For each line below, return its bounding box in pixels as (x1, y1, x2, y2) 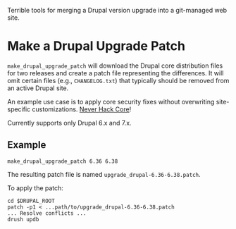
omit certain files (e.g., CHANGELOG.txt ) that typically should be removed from (7, 76, 230, 85)
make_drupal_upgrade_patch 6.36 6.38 (7, 158, 118, 165)
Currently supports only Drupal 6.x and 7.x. (7, 118, 132, 127)
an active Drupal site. (7, 84, 69, 92)
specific (7, 105, 31, 113)
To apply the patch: (7, 183, 63, 192)
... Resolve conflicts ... (7, 209, 87, 217)
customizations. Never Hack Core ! (32, 105, 132, 113)
